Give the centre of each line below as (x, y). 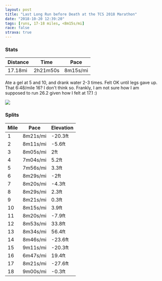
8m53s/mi (35, 224)
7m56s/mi (35, 168)
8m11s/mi (35, 144)
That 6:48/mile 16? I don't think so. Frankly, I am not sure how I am (72, 88)
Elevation (62, 128)
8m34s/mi (35, 231)
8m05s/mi (35, 152)
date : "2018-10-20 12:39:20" (35, 19)
